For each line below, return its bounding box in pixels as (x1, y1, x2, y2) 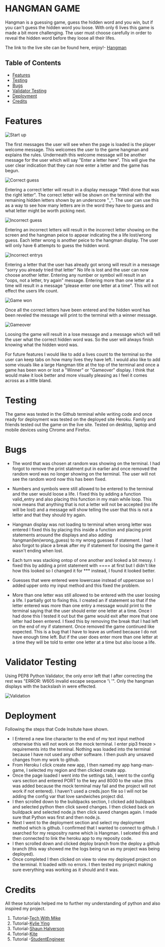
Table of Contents (5, 59, 62, 67)
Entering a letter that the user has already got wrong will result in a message (5, 261, 160, 267)
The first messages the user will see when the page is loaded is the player (5, 141, 156, 147)
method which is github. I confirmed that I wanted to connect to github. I (12, 825, 159, 831)
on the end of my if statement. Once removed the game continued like (12, 623, 155, 629)
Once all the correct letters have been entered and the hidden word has (5, 307, 150, 313)
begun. (5, 167, 20, 173)
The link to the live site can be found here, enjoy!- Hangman (5, 44, 127, 50)
